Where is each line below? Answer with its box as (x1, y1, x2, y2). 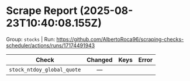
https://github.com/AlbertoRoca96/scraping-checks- (56, 36, 184, 43)
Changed (87, 55, 113, 64)
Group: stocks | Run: (6, 36, 56, 43)
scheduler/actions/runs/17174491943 (6, 42, 95, 49)
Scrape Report (6, 4, 78, 17)
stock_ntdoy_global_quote (9, 66, 81, 73)
